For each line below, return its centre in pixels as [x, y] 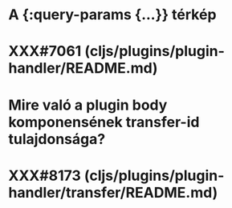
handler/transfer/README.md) [113, 192]
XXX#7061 [45, 52]
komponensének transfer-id [104, 122]
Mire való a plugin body [88, 105]
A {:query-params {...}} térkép [112, 15]
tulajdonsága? [57, 139]
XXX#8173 [45, 176]
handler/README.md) [83, 68]
